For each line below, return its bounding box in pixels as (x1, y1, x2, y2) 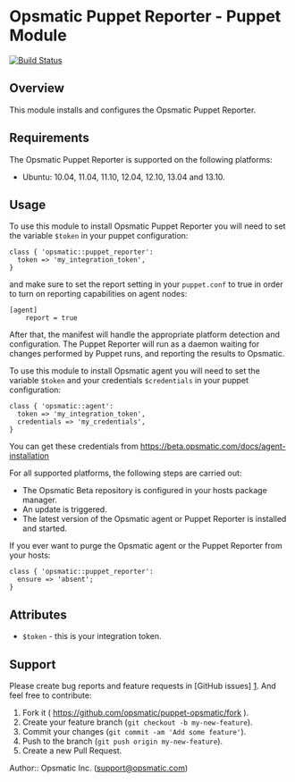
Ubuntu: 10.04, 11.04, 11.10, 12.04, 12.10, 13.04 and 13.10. (21, 172, 225, 182)
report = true (25, 314, 78, 323)
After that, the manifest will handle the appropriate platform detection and (9, 329, 280, 341)
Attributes (9, 607, 67, 622)
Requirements (9, 130, 89, 146)
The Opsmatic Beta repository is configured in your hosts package (21, 485, 268, 496)
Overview (9, 80, 65, 96)
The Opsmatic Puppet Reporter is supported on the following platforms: (9, 154, 273, 164)
